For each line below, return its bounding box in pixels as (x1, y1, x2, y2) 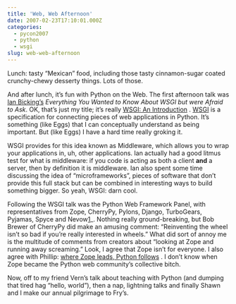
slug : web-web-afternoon (7, 50, 80, 57)
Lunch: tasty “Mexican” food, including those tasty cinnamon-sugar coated (7, 68, 225, 78)
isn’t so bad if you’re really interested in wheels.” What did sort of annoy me (7, 230, 228, 238)
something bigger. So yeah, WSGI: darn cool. (7, 186, 138, 195)
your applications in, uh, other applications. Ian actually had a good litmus (7, 149, 221, 157)
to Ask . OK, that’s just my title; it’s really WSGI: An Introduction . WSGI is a (7, 105, 221, 114)
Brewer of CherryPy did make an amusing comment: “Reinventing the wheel (7, 222, 228, 231)
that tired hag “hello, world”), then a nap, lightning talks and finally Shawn (7, 281, 221, 289)
